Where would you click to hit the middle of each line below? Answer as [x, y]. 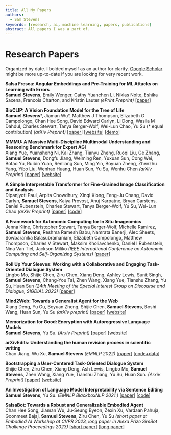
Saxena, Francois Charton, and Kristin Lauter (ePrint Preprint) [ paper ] [78, 100]
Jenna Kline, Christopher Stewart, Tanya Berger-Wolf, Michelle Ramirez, [81, 227]
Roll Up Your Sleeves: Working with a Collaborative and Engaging [76, 264]
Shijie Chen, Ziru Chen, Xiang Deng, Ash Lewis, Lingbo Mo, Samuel [76, 369]
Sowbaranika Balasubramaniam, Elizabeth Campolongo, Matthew [74, 238]
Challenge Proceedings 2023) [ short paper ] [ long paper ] [65, 427]
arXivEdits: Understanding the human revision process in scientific [78, 343]
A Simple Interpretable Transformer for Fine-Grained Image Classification [85, 184]
